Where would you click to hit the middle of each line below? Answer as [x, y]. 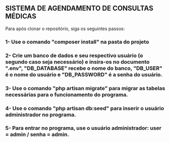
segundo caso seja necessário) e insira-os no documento [77, 62]
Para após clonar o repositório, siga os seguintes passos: [65, 29]
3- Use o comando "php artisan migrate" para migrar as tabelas [85, 88]
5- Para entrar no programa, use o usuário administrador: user [83, 128]
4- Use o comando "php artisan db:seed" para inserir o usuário [85, 108]
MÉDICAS [21, 17]
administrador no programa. [41, 115]
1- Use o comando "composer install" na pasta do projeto [77, 42]
